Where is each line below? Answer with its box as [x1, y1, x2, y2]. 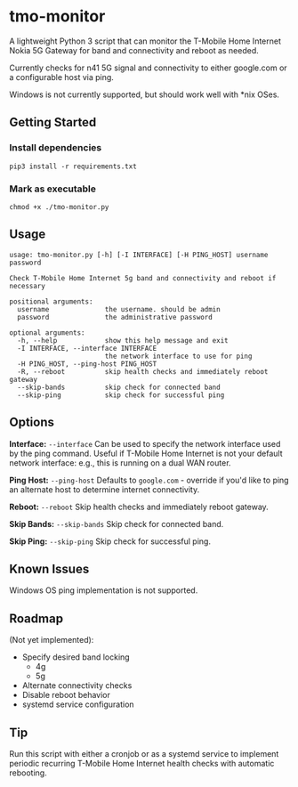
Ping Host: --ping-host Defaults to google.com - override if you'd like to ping [9, 475, 289, 485]
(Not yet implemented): [9, 635, 94, 645]
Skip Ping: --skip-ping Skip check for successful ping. [9, 536, 212, 547]
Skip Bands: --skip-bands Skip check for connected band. [9, 518, 224, 529]
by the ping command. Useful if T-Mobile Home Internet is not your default [9, 448, 283, 458]
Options [9, 415, 55, 430]
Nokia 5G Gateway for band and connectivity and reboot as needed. [9, 45, 260, 55]
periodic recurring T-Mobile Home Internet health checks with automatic [9, 758, 275, 768]
